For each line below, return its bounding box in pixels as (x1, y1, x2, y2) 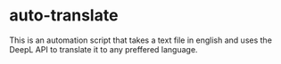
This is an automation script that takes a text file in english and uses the (9, 35, 272, 45)
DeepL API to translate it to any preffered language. (9, 44, 198, 54)
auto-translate (9, 5, 119, 26)
